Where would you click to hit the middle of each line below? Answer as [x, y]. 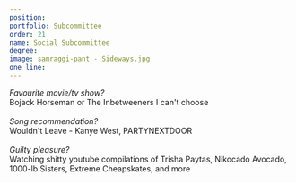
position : [28, 17]
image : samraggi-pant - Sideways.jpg [80, 59]
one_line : [28, 68]
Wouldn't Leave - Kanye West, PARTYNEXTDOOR [101, 130]
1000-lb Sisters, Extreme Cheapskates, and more [100, 168]
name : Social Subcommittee [60, 42]
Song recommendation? [54, 121]
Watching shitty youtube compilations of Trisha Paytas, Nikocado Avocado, [148, 159]
